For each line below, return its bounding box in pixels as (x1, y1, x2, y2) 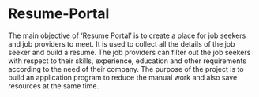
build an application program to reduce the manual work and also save (8, 73, 238, 82)
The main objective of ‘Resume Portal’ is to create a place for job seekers (8, 31, 246, 40)
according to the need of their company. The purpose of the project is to (8, 64, 244, 73)
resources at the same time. (8, 80, 99, 91)
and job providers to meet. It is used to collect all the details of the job (8, 39, 235, 48)
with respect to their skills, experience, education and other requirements (8, 56, 247, 65)
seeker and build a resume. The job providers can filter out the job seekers (8, 47, 251, 57)
